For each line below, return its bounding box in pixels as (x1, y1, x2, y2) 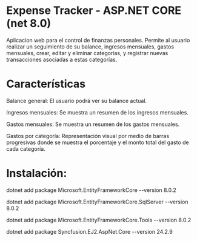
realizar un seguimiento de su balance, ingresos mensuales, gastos (6, 43, 175, 50)
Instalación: (6, 167, 67, 180)
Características (6, 77, 86, 91)
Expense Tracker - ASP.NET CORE (6, 4, 182, 18)
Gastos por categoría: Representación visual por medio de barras (6, 132, 170, 139)
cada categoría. (6, 145, 45, 152)
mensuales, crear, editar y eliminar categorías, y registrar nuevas (6, 49, 169, 56)
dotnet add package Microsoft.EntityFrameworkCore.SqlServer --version (6, 198, 189, 205)
